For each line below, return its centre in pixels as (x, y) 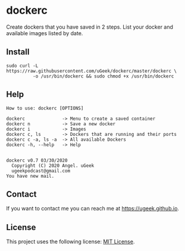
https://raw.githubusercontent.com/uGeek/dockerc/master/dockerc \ (92, 71)
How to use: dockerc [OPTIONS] (45, 108)
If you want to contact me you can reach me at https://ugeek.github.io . (93, 209)
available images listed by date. (45, 33)
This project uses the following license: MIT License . (70, 241)
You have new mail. (30, 176)
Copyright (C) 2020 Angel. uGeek (53, 165)
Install (18, 52)
